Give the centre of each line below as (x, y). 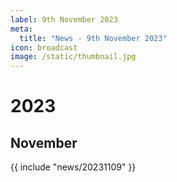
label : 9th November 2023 (64, 19)
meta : (21, 29)
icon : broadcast (44, 47)
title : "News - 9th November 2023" (93, 38)
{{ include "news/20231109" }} (73, 167)
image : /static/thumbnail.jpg (73, 57)
